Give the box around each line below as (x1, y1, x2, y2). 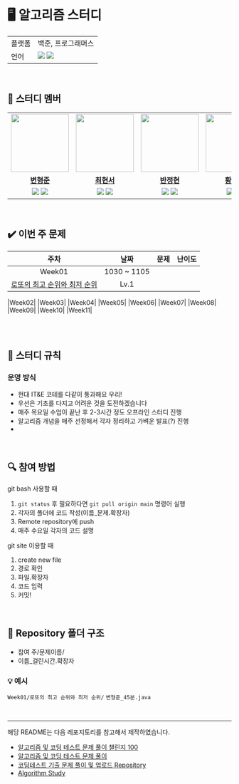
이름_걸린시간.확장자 (17, 657, 75, 665)
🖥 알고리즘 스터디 (7, 7, 102, 23)
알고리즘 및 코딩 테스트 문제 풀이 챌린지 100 (17, 743, 139, 752)
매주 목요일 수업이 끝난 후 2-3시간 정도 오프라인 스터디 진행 (17, 408, 182, 417)
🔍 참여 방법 (7, 461, 55, 473)
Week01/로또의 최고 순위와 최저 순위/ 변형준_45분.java (7, 694, 152, 701)
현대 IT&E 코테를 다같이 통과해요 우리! (17, 390, 122, 399)
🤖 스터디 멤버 (7, 93, 62, 105)
